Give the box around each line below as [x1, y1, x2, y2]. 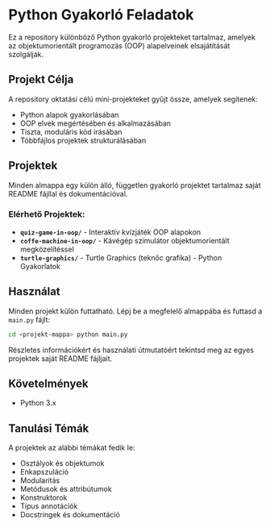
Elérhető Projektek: [8, 209, 85, 220]
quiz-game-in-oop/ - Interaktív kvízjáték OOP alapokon [19, 227, 201, 237]
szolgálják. [8, 49, 44, 59]
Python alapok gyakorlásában [19, 110, 119, 119]
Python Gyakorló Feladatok [8, 6, 194, 24]
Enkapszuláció [19, 467, 69, 477]
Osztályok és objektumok [19, 459, 105, 468]
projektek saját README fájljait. [8, 353, 113, 363]
